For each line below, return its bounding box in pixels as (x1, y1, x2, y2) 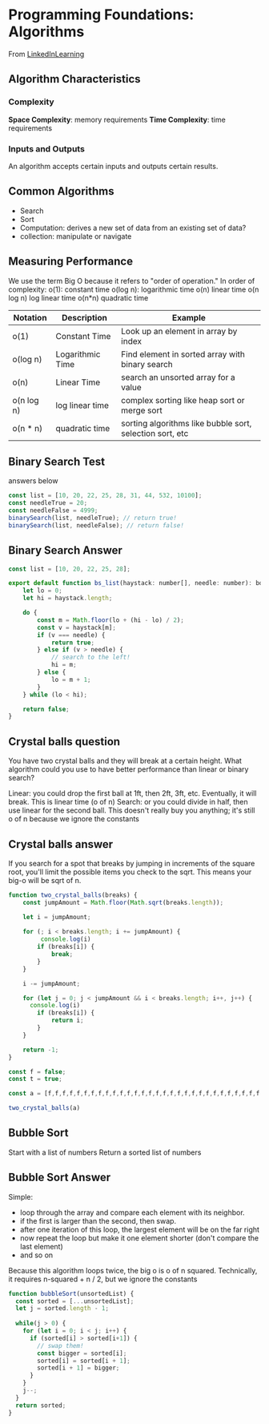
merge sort (121, 405, 163, 416)
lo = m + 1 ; (50, 676, 91, 684)
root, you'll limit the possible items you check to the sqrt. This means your (8, 867, 252, 877)
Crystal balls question (8, 735, 121, 748)
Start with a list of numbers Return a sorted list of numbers (8, 1148, 202, 1157)
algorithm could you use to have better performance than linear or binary (8, 764, 249, 774)
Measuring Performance (8, 255, 134, 268)
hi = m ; (50, 661, 78, 669)
